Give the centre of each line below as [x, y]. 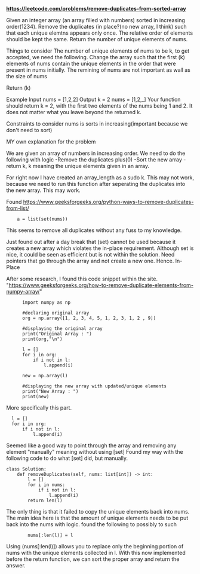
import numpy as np [46, 303]
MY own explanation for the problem [51, 142]
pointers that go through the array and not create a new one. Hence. [90, 261]
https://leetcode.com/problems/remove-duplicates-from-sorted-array [96, 9]
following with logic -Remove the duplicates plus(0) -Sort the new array [94, 160]
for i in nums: [47, 485]
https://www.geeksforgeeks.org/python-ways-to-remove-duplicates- [108, 202]
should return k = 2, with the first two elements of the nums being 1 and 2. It [99, 106]
